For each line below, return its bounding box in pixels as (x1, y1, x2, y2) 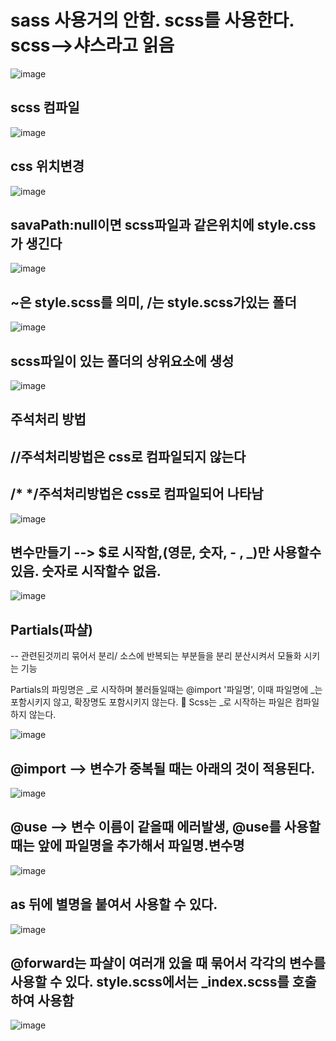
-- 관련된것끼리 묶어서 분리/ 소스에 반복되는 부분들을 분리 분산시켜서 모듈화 (10, 650, 302, 662)
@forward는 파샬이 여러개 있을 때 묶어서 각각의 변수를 (10, 955, 327, 972)
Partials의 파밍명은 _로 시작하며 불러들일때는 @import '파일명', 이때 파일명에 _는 (10, 684, 323, 696)
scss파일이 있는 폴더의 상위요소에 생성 (10, 352, 235, 370)
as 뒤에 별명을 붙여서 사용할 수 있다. (10, 896, 218, 913)
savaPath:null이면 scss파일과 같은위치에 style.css (10, 216, 317, 233)
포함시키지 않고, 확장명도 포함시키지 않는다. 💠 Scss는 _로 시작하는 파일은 (10, 696, 293, 708)
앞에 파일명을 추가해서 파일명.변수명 (37, 837, 245, 855)
